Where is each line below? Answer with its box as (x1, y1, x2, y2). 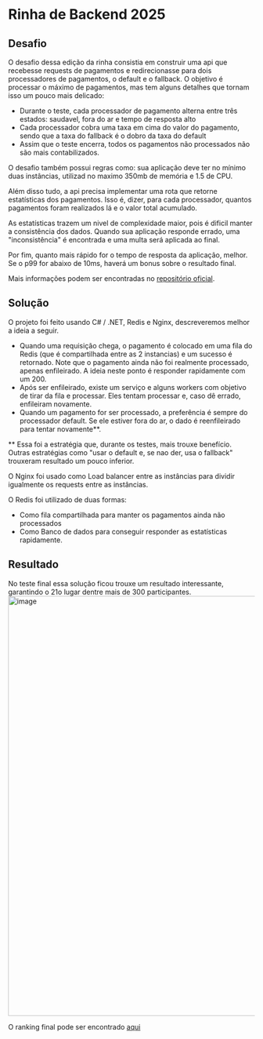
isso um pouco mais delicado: (8, 91, 104, 100)
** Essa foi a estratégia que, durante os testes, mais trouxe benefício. (8, 439, 232, 449)
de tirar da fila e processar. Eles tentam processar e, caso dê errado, (19, 391, 241, 400)
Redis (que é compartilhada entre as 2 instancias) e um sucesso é (19, 349, 232, 359)
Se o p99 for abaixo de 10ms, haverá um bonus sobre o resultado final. (8, 259, 236, 268)
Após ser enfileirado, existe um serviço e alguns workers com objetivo (19, 382, 247, 392)
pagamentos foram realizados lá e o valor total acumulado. (8, 203, 198, 213)
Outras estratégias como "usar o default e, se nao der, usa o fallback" (8, 447, 233, 457)
